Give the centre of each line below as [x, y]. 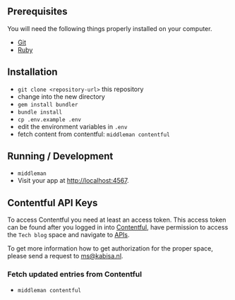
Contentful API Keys [53, 203]
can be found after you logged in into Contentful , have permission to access [118, 227]
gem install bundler [48, 104]
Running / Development [60, 156]
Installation [32, 72]
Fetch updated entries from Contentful [75, 275]
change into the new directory [61, 96]
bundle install [40, 112]
